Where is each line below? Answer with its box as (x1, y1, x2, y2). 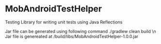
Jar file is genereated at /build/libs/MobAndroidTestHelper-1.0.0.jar (5, 33, 139, 39)
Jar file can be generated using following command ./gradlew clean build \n (5, 28, 156, 34)
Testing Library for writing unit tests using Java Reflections (5, 19, 123, 25)
